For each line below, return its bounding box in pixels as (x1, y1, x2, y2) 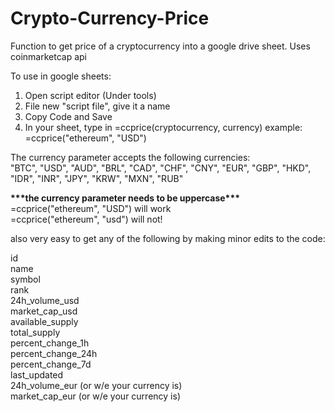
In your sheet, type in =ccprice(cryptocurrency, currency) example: (24, 121, 303, 133)
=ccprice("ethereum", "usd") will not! (10, 213, 163, 225)
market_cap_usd (10, 305, 78, 317)
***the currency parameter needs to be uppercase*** (10, 192, 241, 204)
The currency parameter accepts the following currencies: (10, 151, 251, 163)
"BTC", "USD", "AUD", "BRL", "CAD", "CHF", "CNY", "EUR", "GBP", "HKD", (10, 162, 312, 174)
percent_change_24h (10, 347, 98, 359)
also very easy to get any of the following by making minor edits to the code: (10, 232, 326, 244)
